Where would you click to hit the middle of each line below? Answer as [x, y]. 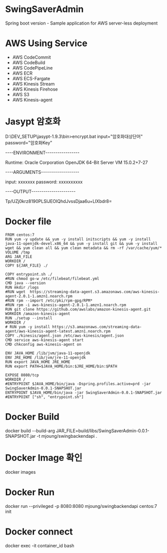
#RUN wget [15, 292]
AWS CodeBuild [29, 62]
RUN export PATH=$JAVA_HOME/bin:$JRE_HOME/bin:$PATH [61, 366]
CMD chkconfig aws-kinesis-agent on [43, 344]
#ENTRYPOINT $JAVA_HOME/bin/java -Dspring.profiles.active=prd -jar [78, 384]
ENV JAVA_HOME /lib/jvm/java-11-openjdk [48, 353]
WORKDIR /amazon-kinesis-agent [38, 314]
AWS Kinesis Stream [33, 84]
